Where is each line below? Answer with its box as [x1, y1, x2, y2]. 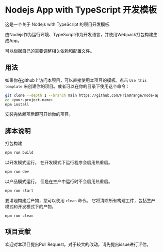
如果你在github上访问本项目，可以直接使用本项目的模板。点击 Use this [5, 77, 147, 83]
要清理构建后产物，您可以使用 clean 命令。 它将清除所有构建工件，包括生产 [5, 197, 156, 203]
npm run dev [5, 169, 29, 174]
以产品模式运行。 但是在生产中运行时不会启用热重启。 [5, 178, 113, 184]
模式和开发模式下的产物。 [5, 204, 56, 209]
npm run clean [5, 213, 34, 218]
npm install [5, 102, 29, 107]
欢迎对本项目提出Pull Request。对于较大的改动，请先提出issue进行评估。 [5, 241, 151, 247]
